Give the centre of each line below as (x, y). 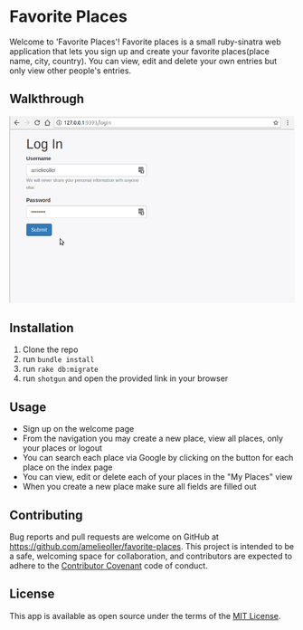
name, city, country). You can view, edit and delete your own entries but (143, 61)
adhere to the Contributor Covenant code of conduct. (109, 565)
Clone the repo (50, 349)
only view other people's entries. (71, 71)
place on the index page (67, 467)
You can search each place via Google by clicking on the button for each (158, 458)
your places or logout (62, 448)
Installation (42, 328)
